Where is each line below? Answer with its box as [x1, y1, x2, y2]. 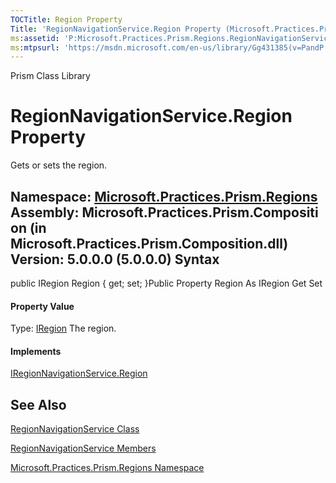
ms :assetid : [10, 33, 60, 43]
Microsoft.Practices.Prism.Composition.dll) [10, 235, 289, 252]
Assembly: [10, 204, 80, 221]
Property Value [10, 300, 75, 312]
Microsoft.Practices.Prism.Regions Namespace [10, 462, 205, 474]
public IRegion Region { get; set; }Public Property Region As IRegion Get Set [10, 277, 323, 289]
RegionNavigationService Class [10, 423, 140, 435]
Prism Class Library [10, 70, 91, 82]
